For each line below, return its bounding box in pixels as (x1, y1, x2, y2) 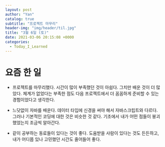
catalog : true (5, 16, 35, 21)
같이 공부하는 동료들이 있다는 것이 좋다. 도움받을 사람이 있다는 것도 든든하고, (12, 130, 160, 136)
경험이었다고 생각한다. (12, 97, 55, 102)
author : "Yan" (5, 12, 35, 17)
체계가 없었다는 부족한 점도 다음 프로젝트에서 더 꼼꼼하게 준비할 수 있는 (23, 90, 160, 97)
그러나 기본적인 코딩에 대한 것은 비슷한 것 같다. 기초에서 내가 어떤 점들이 (12, 113, 151, 119)
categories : (5, 40, 30, 45)
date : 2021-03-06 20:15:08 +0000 (5, 35, 74, 40)
